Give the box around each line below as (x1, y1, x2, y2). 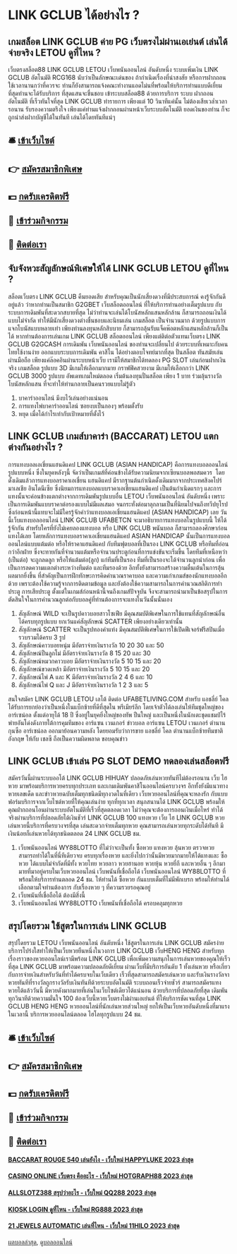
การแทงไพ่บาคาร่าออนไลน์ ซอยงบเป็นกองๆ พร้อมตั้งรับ (18, 401, 143, 410)
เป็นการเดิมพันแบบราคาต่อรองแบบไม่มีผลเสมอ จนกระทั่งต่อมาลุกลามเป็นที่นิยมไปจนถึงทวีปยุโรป (8, 499, 228, 508)
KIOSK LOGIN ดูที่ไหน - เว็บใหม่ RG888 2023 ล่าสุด (8, 1205, 143, 1213)
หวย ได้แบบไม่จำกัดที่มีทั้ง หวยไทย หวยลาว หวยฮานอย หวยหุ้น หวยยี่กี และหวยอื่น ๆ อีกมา (18, 859, 226, 868)
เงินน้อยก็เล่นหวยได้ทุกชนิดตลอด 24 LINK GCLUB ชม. (8, 829, 142, 838)
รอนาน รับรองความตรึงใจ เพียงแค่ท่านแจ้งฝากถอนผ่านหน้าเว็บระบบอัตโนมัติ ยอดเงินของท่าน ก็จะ (8, 105, 231, 113)
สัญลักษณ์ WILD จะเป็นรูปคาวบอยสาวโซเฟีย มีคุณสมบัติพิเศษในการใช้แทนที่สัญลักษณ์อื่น (18, 609, 225, 617)
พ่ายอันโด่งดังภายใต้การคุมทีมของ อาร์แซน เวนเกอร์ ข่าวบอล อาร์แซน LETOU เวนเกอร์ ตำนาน (8, 718, 226, 726)
